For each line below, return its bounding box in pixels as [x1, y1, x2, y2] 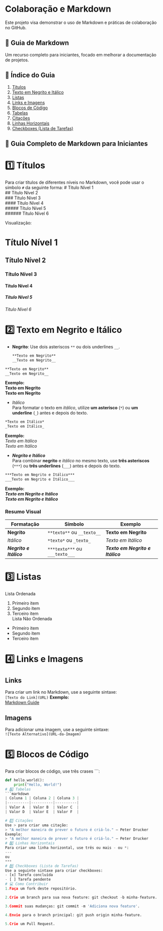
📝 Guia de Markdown [5, 39, 69, 47]
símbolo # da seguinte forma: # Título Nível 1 [5, 184, 94, 190]
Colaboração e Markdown [5, 3, 112, 15]
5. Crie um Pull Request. [5, 921, 55, 926]
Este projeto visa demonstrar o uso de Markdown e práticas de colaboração [5, 19, 157, 25]
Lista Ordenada [5, 591, 36, 597]
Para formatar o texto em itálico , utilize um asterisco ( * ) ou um [12, 405, 138, 411]
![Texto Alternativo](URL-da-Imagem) [5, 732, 81, 737]
